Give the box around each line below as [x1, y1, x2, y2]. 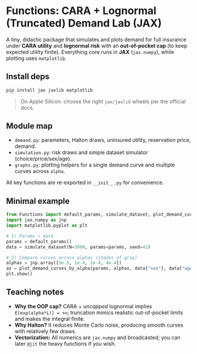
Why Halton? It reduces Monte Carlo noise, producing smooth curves [14, 321, 184, 328]
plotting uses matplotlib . [6, 55, 67, 62]
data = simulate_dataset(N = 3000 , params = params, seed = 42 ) [6, 244, 151, 250]
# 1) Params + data [6, 233, 54, 239]
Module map [6, 121, 53, 131]
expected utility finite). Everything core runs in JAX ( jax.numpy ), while [6, 48, 174, 55]
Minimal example [6, 196, 70, 206]
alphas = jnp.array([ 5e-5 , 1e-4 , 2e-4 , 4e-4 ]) [6, 260, 122, 266]
